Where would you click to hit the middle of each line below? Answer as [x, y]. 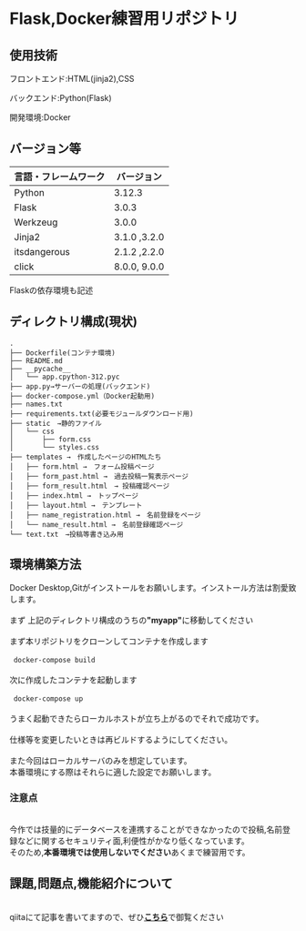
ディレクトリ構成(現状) [74, 322]
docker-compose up [48, 699]
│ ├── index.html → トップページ [74, 496]
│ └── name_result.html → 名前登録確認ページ [97, 524]
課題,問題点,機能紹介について [91, 884]
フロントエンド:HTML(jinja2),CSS [72, 79]
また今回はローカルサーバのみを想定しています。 [101, 761]
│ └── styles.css [55, 447]
